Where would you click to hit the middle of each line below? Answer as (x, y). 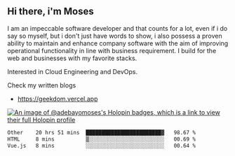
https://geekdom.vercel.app (58, 99)
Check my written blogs (42, 85)
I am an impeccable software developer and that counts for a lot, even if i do (117, 28)
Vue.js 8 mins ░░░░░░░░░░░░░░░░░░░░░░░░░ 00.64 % (102, 146)
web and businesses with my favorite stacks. (72, 58)
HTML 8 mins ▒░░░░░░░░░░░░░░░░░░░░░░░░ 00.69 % (102, 139)
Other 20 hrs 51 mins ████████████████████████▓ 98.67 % (102, 132)
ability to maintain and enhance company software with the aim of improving (118, 43)
